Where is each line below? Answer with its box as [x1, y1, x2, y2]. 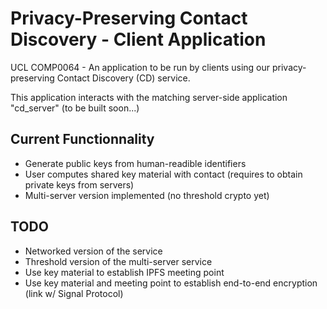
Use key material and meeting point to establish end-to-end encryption [24, 277, 318, 289]
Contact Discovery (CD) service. [56, 72, 191, 84]
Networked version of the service [24, 245, 163, 257]
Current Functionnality [10, 131, 155, 148]
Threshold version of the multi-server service [24, 255, 213, 267]
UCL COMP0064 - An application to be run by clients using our [10, 61, 271, 73]
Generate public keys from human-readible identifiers [24, 157, 247, 169]
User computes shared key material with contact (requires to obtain [24, 168, 303, 180]
